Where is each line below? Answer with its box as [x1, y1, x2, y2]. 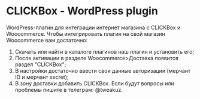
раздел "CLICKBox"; [14, 61, 66, 68]
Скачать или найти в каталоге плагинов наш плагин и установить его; [14, 48, 195, 55]
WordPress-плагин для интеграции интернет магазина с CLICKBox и [6, 24, 181, 31]
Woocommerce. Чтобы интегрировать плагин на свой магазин [6, 30, 166, 37]
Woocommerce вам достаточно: [6, 36, 88, 44]
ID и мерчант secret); [14, 73, 69, 81]
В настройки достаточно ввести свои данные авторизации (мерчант [14, 67, 191, 74]
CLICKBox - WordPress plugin [6, 4, 159, 18]
